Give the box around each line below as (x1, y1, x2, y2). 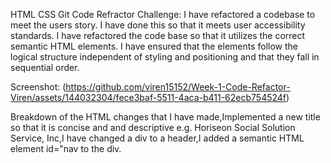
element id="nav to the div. (10, 143, 122, 154)
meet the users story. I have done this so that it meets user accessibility (10, 19, 306, 31)
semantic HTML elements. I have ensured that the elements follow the (10, 40, 299, 52)
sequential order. (10, 62, 80, 73)
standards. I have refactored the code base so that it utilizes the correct (10, 30, 306, 41)
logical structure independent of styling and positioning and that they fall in (10, 51, 320, 63)
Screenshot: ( (10, 81, 67, 93)
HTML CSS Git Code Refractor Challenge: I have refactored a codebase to (10, 9, 316, 20)
